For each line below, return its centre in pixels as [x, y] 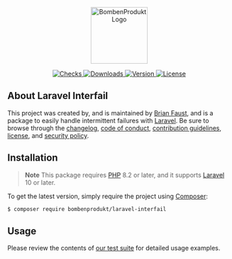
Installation [33, 158]
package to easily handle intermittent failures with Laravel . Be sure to [108, 120]
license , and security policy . [48, 135]
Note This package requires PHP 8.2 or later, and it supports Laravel [125, 175]
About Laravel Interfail [58, 96]
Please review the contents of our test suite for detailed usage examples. [114, 248]
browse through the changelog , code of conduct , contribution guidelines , [115, 128]
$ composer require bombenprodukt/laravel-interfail [87, 209]
